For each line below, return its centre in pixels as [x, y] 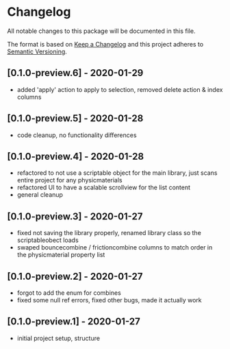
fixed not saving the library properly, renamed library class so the [109, 233]
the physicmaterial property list [61, 255]
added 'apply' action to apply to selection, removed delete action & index [120, 89]
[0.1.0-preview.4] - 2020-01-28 [76, 156]
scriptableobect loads [48, 240]
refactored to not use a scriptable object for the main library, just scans [117, 173]
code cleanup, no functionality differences [77, 135]
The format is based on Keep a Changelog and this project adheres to [105, 44]
